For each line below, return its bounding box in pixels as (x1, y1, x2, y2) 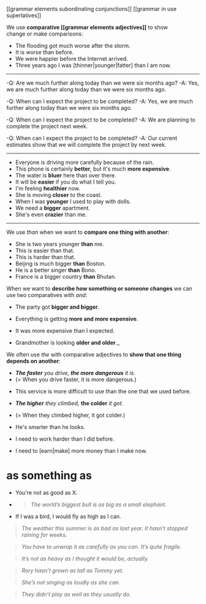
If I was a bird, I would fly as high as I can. (15, 513, 121, 520)
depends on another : (6, 357, 61, 365)
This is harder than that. (15, 254, 75, 260)
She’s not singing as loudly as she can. (21, 578, 121, 586)
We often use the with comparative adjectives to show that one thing (6, 351, 182, 358)
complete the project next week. (6, 123, 88, 130)
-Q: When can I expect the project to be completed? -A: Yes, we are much (6, 98, 193, 105)
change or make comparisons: (6, 30, 83, 37)
